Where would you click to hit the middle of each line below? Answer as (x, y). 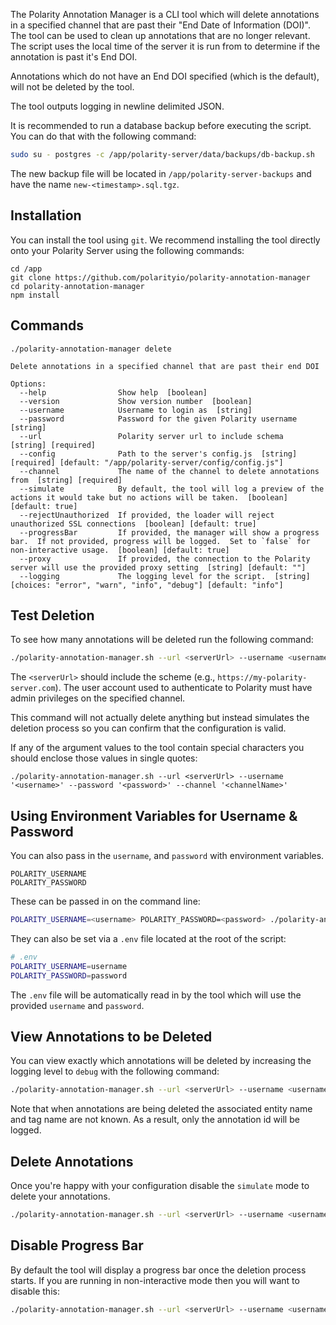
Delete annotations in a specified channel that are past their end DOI (165, 366)
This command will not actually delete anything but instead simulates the (160, 718)
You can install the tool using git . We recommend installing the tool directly (165, 240)
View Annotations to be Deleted (111, 1036)
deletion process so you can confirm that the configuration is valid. (148, 728)
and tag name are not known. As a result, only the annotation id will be (155, 1120)
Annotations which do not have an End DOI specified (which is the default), (165, 76)
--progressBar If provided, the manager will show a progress (169, 532)
